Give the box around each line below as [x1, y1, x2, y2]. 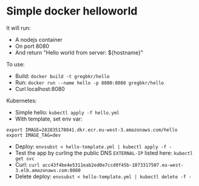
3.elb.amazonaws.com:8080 [15, 167, 81, 173]
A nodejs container [15, 36, 62, 43]
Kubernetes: [6, 97, 37, 104]
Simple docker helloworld [6, 4, 138, 18]
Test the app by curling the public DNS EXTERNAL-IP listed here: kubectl [15, 149, 193, 156]
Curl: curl [15, 161, 40, 168]
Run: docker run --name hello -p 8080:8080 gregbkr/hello [15, 79, 164, 86]
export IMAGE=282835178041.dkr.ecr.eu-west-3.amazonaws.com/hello [6, 127, 178, 133]
